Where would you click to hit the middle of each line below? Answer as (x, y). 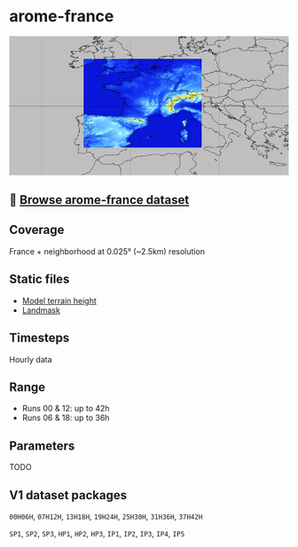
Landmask (41, 310)
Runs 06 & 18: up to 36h (66, 418)
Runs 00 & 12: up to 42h (66, 409)
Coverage (37, 230)
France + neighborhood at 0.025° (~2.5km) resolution (107, 251)
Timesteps (39, 338)
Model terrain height (59, 301)
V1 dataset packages (68, 495)
